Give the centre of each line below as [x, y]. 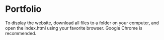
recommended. [21, 33]
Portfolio [23, 9]
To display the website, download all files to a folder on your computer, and [82, 23]
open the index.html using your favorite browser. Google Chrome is [74, 28]
